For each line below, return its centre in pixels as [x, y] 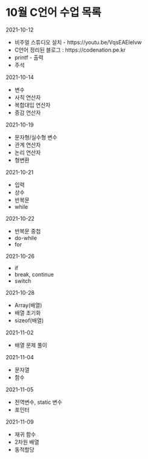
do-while [25, 238]
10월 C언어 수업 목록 [53, 12]
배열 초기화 [28, 312]
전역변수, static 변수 [38, 402]
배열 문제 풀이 [31, 345]
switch [23, 281]
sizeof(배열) [29, 320]
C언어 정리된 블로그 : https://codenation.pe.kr [70, 50]
